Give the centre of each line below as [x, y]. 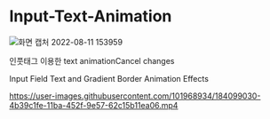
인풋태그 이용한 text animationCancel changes [92, 60]
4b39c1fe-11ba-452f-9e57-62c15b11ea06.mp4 [94, 105]
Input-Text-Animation [91, 16]
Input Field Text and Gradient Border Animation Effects [109, 78]
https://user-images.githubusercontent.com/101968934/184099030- [135, 96]
